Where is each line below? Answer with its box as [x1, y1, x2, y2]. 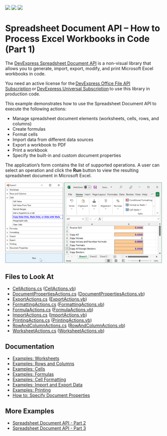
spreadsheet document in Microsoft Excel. [5, 172, 92, 178]
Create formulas [12, 126, 46, 132]
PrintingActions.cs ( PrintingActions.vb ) [12, 317, 92, 323]
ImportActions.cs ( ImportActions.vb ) [12, 312, 87, 318]
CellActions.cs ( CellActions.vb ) [12, 286, 76, 291]
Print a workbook [12, 147, 48, 153]
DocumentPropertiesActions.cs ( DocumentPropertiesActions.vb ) [12, 291, 145, 297]
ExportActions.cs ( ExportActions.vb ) [12, 296, 87, 302]
